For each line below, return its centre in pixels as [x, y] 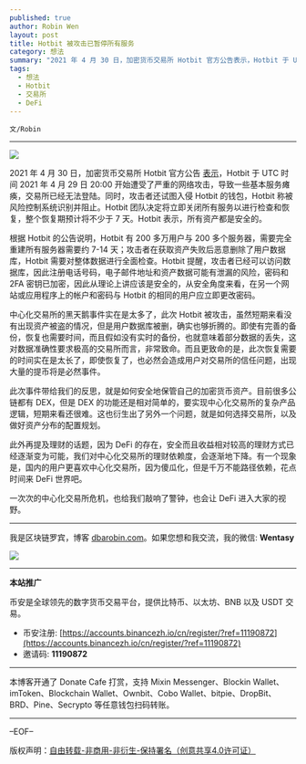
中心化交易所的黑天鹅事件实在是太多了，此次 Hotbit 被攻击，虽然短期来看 [147, 315]
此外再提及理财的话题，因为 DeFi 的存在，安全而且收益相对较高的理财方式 [148, 445]
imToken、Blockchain [50, 694]
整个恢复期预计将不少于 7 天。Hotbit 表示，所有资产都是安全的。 [146, 219]
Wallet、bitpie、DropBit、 [228, 694]
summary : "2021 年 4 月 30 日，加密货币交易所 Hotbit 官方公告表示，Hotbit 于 [149, 60]
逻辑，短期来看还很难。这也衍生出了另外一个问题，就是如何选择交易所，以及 [153, 414]
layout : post [34, 35]
